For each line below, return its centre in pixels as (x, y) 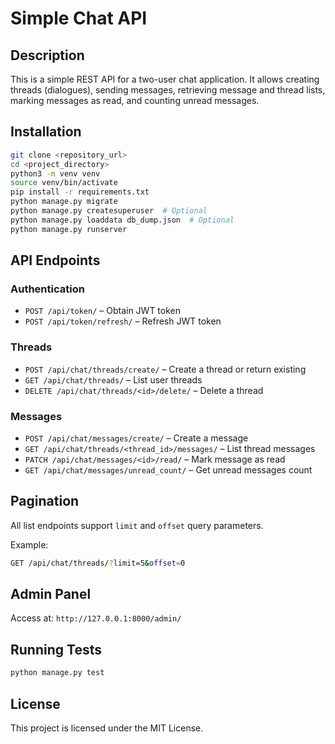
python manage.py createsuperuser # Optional (109, 211)
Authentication (47, 289)
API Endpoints (55, 260)
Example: (29, 544)
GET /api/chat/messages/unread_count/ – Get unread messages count (168, 469)
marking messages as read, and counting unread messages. (135, 100)
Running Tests (56, 649)
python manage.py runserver (69, 229)
